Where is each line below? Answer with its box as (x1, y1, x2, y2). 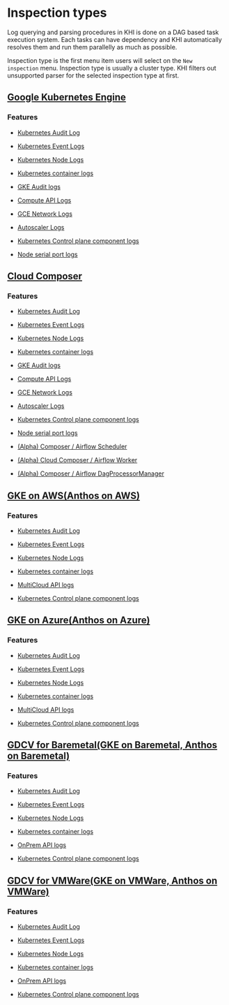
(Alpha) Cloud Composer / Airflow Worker (17, 456, 138, 464)
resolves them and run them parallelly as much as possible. (7, 43, 177, 51)
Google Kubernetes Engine (7, 91, 127, 103)
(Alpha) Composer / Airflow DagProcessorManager (17, 469, 165, 478)
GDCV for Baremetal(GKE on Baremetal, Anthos (7, 739, 218, 751)
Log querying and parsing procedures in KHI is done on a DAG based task (7, 28, 219, 36)
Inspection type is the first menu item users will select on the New (7, 56, 193, 64)
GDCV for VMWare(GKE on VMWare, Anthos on (7, 874, 218, 886)
